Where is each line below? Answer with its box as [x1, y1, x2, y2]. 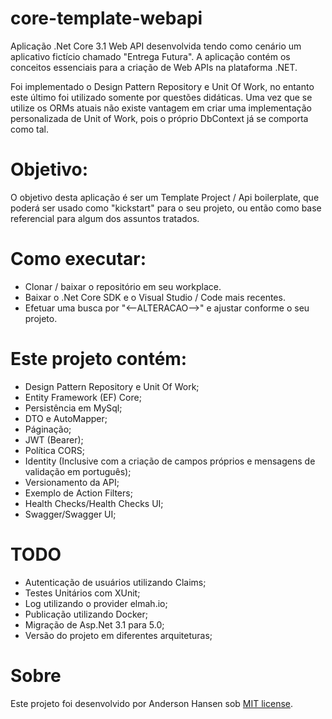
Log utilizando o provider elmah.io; [24, 597, 168, 609]
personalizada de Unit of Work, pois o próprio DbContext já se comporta [10, 112, 309, 124]
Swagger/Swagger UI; [24, 508, 117, 520]
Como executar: [10, 248, 147, 271]
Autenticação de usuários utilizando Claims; [24, 576, 207, 588]
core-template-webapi [10, 7, 203, 30]
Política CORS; [24, 444, 85, 456]
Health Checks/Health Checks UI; [24, 497, 164, 509]
